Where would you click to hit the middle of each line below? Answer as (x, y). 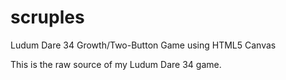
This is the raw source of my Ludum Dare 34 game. (116, 64)
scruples (47, 17)
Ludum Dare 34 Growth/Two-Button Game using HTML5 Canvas (143, 45)
